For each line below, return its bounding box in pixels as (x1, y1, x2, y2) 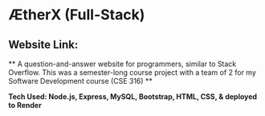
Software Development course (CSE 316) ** (8, 77, 153, 85)
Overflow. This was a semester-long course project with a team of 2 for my (8, 68, 257, 77)
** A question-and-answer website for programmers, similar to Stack (8, 59, 237, 68)
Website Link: (8, 38, 79, 52)
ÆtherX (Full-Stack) (8, 6, 145, 24)
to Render (8, 101, 42, 110)
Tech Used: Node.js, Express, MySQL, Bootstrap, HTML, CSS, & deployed (8, 92, 258, 101)
